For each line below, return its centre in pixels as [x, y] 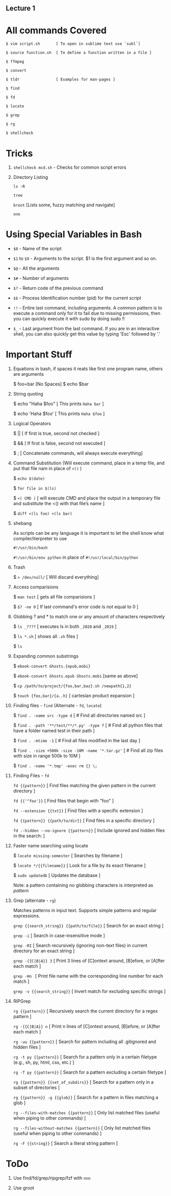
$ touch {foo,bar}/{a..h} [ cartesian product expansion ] [74, 696]
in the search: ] [29, 836]
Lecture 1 [21, 8]
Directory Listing [31, 177]
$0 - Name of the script [37, 249]
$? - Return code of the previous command [58, 288]
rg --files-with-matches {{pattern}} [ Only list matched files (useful [86, 1113]
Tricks [19, 153]
